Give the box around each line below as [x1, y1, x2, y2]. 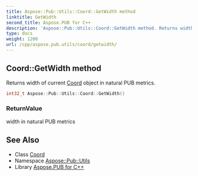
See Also [6, 135, 39, 145]
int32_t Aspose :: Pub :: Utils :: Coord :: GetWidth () [6, 90, 126, 96]
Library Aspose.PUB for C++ [14, 163, 84, 170]
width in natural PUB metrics [6, 118, 75, 125]
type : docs [6, 31, 33, 37]
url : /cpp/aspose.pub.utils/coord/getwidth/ [6, 42, 117, 48]
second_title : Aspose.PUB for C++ [6, 19, 91, 25]
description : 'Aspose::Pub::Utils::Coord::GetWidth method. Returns [6, 25, 178, 31]
